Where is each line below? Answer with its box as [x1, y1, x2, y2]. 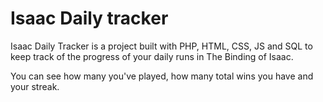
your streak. [10, 80, 60, 92]
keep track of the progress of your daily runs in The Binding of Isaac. [10, 50, 294, 62]
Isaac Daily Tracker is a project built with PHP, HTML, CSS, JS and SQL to [10, 40, 313, 52]
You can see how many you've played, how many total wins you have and [10, 70, 314, 82]
